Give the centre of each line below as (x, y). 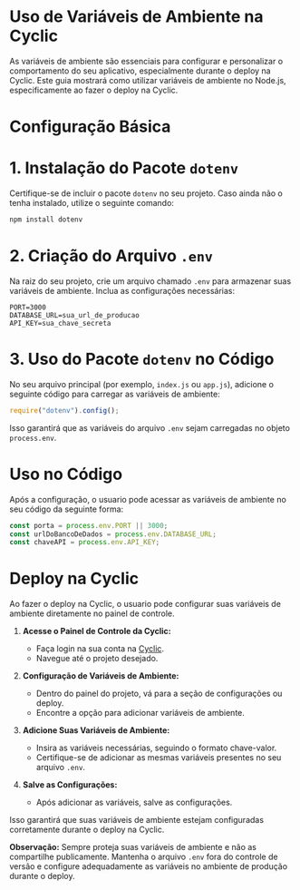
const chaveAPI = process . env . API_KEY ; (85, 543)
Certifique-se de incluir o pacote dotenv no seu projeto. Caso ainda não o (146, 193)
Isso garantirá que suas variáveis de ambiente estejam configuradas (137, 820)
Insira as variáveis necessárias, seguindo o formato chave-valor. (156, 748)
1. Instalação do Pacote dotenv (124, 168)
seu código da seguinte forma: (67, 509)
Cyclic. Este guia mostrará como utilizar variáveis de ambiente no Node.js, (148, 80)
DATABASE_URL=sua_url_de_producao (75, 315)
